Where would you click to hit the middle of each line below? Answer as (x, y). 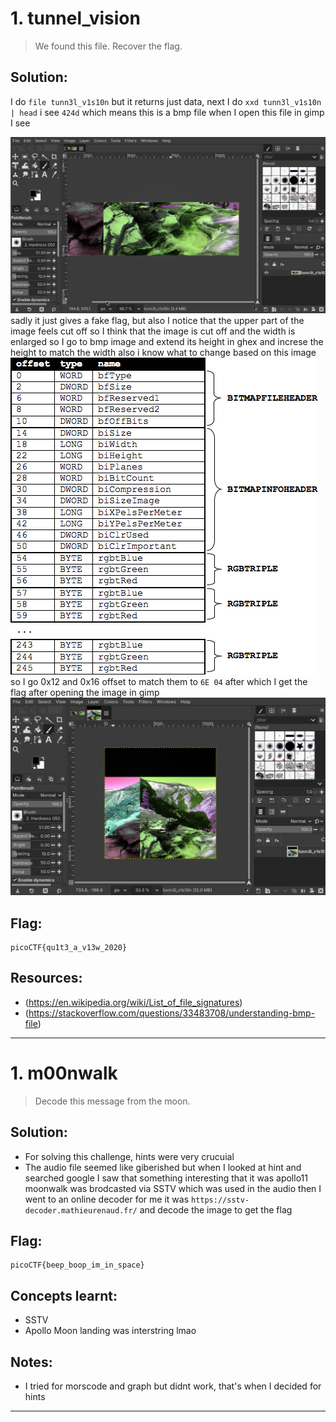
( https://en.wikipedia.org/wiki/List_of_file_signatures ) (133, 1002)
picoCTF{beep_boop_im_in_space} (77, 1265)
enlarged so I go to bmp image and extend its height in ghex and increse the (167, 341)
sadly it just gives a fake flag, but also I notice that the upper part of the (157, 320)
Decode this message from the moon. (112, 1101)
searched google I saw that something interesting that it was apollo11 (166, 1178)
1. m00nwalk (64, 1073)
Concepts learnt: (64, 1295)
